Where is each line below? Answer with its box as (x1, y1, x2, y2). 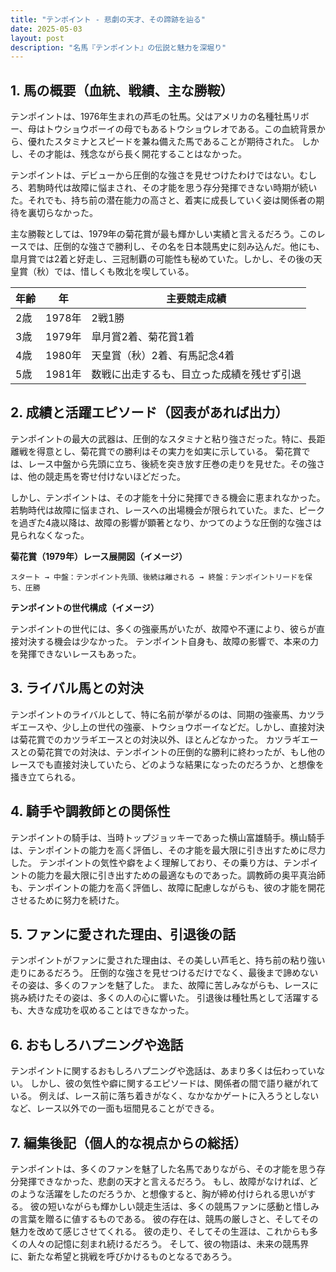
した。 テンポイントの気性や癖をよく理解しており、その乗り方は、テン (10, 856, 302, 868)
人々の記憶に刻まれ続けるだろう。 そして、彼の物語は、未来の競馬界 (27, 1237, 310, 1250)
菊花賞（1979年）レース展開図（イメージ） (10, 550, 188, 562)
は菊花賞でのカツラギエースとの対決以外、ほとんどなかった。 (10, 733, 264, 745)
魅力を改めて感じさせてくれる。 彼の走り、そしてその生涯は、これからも (10, 1225, 310, 1237)
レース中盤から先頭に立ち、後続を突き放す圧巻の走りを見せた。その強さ (27, 457, 326, 470)
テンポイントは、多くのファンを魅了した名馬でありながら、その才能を (10, 1162, 300, 1175)
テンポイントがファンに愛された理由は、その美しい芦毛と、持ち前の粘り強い (10, 954, 326, 966)
